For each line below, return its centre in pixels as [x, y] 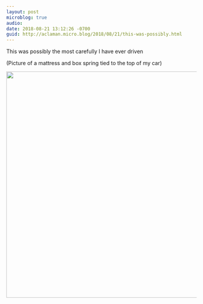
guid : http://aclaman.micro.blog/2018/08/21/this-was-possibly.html [94, 34]
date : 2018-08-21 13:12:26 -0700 [48, 29]
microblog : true [27, 17]
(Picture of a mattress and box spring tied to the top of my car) [84, 63]
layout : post [23, 12]
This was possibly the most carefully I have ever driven [75, 51]
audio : [14, 23]
